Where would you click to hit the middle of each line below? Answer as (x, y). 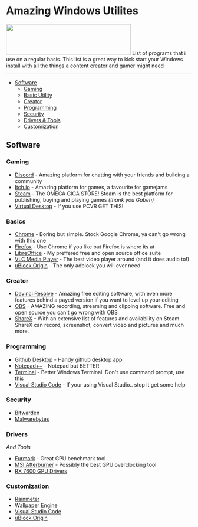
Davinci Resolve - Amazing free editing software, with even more (93, 294)
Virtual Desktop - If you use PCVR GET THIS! (69, 206)
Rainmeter (27, 499)
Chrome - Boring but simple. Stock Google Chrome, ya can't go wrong (100, 234)
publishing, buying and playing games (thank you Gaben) (84, 199)
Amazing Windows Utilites (72, 11)
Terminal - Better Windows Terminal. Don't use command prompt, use (100, 372)
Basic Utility (38, 95)
